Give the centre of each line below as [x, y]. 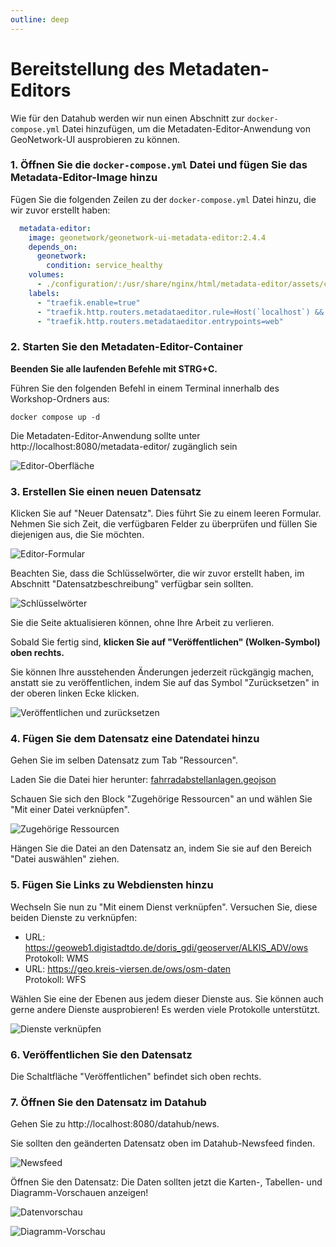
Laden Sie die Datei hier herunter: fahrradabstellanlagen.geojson [143, 780]
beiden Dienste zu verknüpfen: [74, 917]
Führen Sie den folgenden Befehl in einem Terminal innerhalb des [145, 388]
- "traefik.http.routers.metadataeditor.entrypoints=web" [160, 321]
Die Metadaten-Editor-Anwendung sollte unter [105, 435]
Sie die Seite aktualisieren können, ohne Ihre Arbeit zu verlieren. [142, 623]
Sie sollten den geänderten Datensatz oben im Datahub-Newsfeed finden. [163, 1143]
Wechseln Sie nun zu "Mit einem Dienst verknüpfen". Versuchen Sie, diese [164, 907]
